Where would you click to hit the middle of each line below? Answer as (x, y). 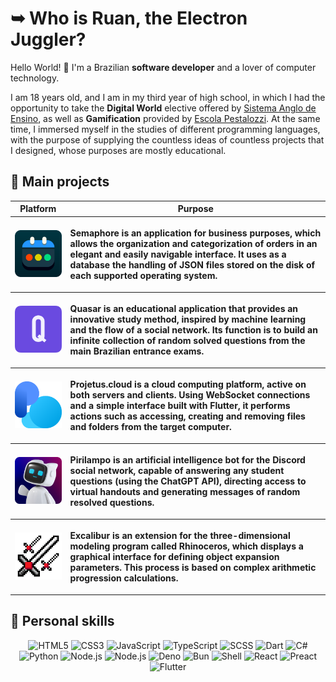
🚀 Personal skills (62, 621)
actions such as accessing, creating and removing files (187, 416)
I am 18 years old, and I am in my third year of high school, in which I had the (168, 97)
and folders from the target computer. (150, 427)
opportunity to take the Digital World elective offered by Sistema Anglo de (163, 108)
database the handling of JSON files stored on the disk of (192, 265)
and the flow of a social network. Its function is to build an (193, 330)
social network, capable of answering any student (177, 471)
